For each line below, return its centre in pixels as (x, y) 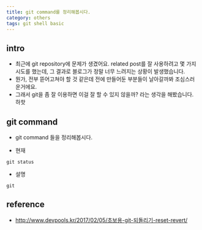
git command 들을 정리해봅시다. (54, 137)
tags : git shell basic (35, 23)
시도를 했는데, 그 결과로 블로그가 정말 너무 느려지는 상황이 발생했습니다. (100, 72)
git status (20, 162)
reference (25, 205)
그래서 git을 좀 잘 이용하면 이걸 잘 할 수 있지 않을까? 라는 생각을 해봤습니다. (104, 94)
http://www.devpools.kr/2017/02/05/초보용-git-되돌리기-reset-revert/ (101, 220)
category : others (28, 18)
